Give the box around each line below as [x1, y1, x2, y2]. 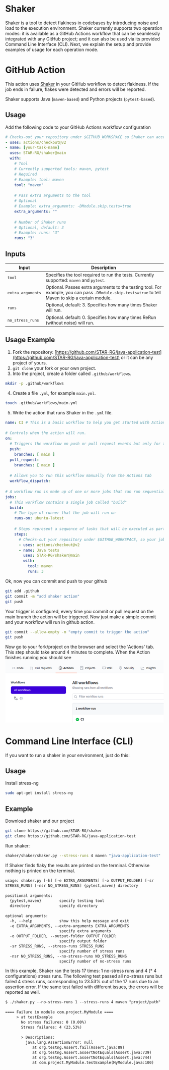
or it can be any [120, 354, 153, 360]
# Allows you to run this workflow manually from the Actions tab [10, 473, 152, 478]
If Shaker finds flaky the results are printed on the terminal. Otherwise [5, 862, 150, 868]
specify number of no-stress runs [59, 958, 132, 964]
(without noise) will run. [45, 319, 95, 326]
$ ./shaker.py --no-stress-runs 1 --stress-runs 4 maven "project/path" [5, 999, 161, 1004]
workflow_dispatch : [10, 478, 51, 484]
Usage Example [5, 336, 55, 344]
